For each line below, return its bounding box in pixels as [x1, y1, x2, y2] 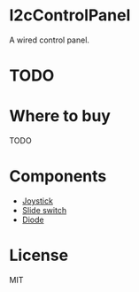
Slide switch [21, 205, 67, 215]
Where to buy [9, 106, 111, 127]
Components [9, 166, 107, 187]
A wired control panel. [9, 35, 90, 45]
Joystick [21, 196, 53, 206]
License [9, 245, 69, 265]
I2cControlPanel [9, 5, 131, 26]
